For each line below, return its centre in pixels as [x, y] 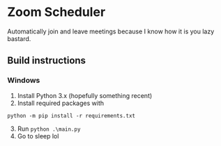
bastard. [19, 38]
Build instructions [46, 61]
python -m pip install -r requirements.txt [71, 115]
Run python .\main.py [49, 129]
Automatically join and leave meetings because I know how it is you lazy [111, 31]
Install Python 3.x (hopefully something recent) [85, 95]
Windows [24, 81]
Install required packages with [61, 103]
